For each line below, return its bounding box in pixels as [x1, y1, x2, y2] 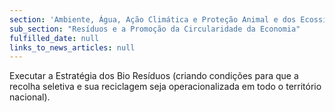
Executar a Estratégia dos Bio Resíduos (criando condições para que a [9, 70, 299, 82]
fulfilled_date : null [9, 33, 100, 43]
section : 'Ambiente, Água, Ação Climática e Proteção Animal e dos [9, 14, 297, 25]
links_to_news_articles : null [9, 42, 136, 53]
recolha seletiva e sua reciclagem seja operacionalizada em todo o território [9, 81, 322, 93]
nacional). [9, 91, 51, 103]
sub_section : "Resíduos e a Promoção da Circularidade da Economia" [9, 24, 301, 34]
